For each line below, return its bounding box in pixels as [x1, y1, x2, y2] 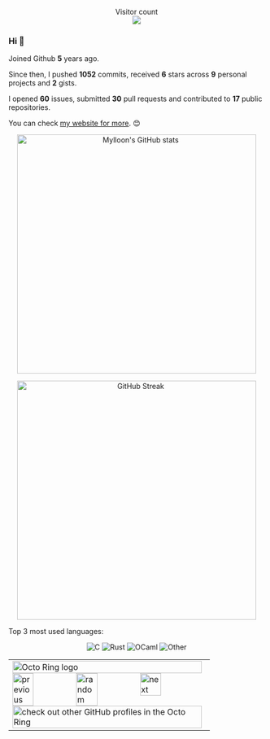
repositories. [8, 103, 51, 112]
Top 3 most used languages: [8, 627, 104, 636]
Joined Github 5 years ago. [8, 54, 100, 63]
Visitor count [115, 7, 159, 16]
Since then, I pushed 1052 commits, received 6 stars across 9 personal [8, 69, 247, 80]
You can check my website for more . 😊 [8, 118, 141, 129]
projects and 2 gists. [8, 78, 77, 88]
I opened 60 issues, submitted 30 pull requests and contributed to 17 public [8, 94, 263, 104]
